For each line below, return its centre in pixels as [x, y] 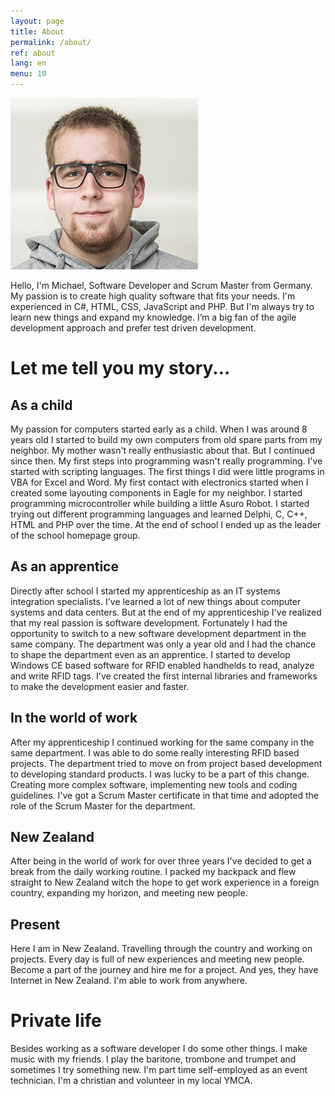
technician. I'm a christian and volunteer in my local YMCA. [131, 1081]
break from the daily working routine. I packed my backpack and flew [153, 872]
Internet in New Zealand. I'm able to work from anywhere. [129, 981]
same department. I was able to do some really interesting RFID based [155, 752]
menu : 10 [28, 74]
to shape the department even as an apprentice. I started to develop [150, 654]
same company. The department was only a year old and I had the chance [163, 644]
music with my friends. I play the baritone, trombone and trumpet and [153, 1059]
